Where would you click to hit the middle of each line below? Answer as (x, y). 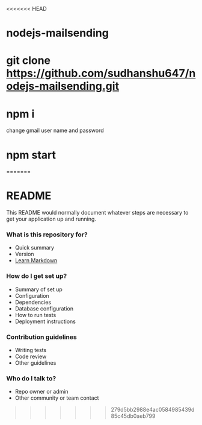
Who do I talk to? (31, 378)
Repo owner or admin (41, 392)
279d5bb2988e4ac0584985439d (153, 410)
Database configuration (44, 308)
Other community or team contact (57, 398)
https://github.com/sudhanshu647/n (101, 73)
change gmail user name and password (55, 131)
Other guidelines (35, 363)
